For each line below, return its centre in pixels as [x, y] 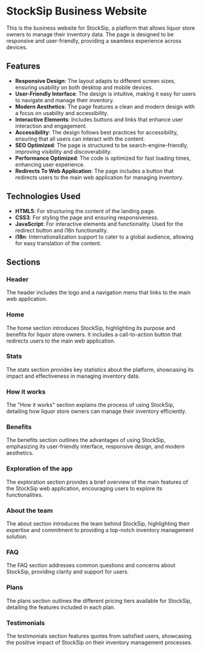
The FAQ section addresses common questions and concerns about [91, 565]
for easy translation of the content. [58, 243]
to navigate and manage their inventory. [65, 100]
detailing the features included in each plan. [61, 607]
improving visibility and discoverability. [63, 151]
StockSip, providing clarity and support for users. [67, 572]
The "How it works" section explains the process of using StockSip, [90, 405]
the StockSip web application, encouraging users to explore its [84, 488]
